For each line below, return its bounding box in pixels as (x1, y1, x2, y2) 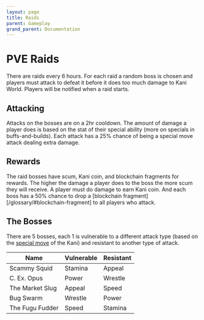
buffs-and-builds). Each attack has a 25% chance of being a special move (6, 133, 194, 139)
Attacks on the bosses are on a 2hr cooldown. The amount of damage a (6, 120, 187, 126)
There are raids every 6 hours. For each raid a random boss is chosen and (6, 73, 193, 80)
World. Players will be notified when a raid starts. (6, 85, 129, 93)
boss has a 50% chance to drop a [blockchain (6, 192, 122, 199)
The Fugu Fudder (9, 304, 59, 312)
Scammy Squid (9, 264, 53, 272)
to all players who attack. (92, 198, 156, 206)
